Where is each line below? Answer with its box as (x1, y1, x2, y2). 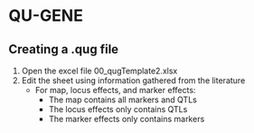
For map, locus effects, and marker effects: (34, 85, 196, 95)
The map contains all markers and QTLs (48, 94, 198, 105)
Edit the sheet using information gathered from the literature (21, 75, 246, 86)
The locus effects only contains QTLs (48, 104, 188, 114)
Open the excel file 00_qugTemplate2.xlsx (21, 65, 178, 76)
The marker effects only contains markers (48, 114, 205, 124)
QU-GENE (8, 5, 83, 26)
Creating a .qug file (8, 42, 119, 57)
